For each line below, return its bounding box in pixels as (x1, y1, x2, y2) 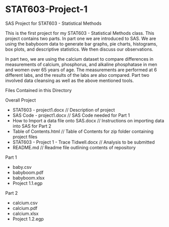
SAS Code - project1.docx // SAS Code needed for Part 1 (12, 112, 130, 118)
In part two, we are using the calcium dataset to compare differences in (5, 56, 154, 62)
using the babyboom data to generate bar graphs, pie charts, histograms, (5, 40, 158, 47)
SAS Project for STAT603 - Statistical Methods (5, 20, 102, 26)
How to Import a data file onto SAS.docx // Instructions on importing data (12, 117, 164, 123)
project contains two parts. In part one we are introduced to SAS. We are (5, 35, 156, 41)
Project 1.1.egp (12, 180, 43, 186)
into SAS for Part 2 (12, 123, 51, 129)
